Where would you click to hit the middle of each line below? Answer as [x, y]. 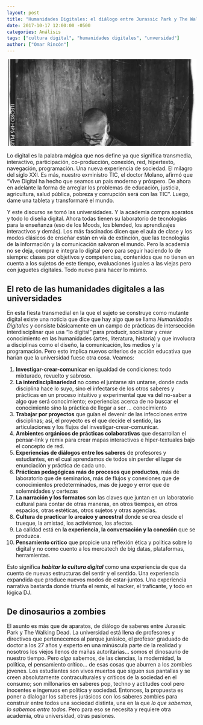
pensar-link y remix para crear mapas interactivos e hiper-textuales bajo [105, 440]
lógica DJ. [19, 593]
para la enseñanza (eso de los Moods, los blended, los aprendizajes [91, 225]
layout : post [23, 13]
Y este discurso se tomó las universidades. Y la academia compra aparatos [100, 212]
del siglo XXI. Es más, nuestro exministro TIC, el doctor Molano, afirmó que [100, 175]
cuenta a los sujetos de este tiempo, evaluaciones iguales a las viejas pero [99, 264]
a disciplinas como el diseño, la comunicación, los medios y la [84, 345]
